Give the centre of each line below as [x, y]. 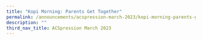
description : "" [26, 22]
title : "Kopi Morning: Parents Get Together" [64, 11]
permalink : [20, 17]
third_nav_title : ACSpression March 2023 [59, 28]
